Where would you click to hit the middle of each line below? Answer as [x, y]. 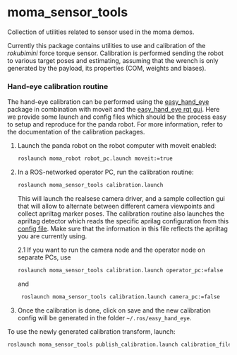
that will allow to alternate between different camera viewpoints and [116, 206]
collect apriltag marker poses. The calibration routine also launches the [121, 214]
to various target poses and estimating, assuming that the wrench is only [113, 60]
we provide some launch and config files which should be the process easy [117, 117]
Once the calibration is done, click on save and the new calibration [114, 310]
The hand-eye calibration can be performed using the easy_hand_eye [108, 102]
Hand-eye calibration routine [58, 86]
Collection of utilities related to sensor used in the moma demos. [101, 32]
